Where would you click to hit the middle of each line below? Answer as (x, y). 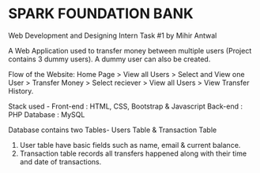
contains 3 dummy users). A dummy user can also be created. (109, 59)
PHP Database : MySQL (47, 114)
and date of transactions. (60, 161)
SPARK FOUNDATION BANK (101, 14)
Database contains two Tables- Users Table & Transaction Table (113, 130)
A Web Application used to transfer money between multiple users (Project (130, 50)
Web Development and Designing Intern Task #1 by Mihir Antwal (113, 35)
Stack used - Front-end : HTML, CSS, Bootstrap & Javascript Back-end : (126, 106)
